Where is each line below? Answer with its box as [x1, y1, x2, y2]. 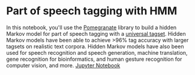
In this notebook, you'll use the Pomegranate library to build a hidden [6, 24, 177, 31]
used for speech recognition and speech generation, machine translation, [6, 49, 188, 56]
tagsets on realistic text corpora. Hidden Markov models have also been [6, 43, 184, 50]
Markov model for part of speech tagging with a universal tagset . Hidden [6, 30, 186, 37]
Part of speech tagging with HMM [6, 4, 178, 18]
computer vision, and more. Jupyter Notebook [6, 61, 121, 69]
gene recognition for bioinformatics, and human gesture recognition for [6, 55, 182, 62]
